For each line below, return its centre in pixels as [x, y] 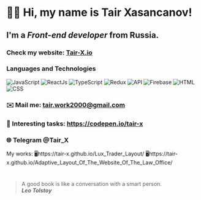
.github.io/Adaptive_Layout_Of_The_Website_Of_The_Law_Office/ [89, 162]
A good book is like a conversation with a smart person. [92, 184]
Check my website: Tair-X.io [50, 53]
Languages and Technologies [51, 69]
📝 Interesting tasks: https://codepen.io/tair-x [75, 124]
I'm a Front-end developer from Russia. [83, 35]
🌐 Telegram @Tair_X [38, 140]
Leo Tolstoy [36, 191]
